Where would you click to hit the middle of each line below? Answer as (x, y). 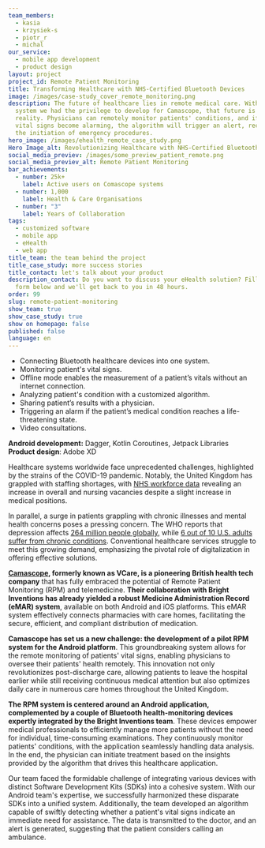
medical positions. (38, 501)
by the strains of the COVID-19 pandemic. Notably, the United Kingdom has (130, 475)
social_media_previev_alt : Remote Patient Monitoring (99, 163)
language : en (30, 339)
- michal (30, 45)
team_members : (32, 15)
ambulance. (27, 837)
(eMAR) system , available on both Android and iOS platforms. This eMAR (127, 607)
